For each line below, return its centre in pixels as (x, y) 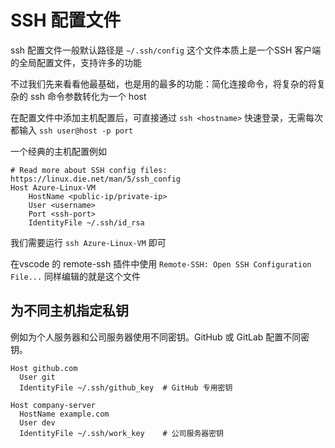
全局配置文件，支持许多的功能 (80, 62)
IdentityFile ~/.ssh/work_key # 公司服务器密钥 (121, 433)
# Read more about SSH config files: (89, 170)
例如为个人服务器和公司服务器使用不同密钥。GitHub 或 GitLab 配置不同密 (160, 337)
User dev (37, 422)
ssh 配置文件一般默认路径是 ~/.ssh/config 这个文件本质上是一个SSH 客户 (161, 50)
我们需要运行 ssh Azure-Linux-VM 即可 (88, 242)
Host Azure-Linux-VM (53, 187)
